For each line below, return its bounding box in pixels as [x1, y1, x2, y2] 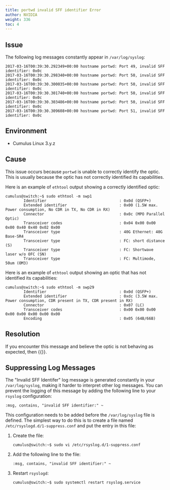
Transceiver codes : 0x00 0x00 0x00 [23, 307, 156, 312]
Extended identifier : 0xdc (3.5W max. [23, 293, 158, 298]
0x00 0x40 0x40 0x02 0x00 [5, 225, 60, 230]
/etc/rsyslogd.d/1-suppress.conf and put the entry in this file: [5, 423, 136, 429]
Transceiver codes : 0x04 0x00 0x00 [23, 220, 156, 226]
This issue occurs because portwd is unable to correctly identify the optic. [5, 169, 160, 175]
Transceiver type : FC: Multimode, [23, 256, 156, 261]
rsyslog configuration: [5, 393, 52, 399]
